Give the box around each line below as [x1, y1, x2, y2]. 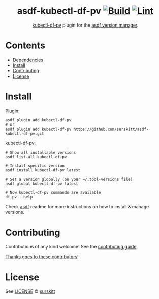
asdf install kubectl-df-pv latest [5, 167, 81, 173]
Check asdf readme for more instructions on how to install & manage [5, 203, 149, 209]
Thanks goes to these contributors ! [5, 253, 79, 260]
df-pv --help [5, 194, 33, 200]
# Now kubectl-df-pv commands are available [5, 190, 101, 195]
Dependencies [12, 57, 44, 63]
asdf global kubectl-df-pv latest [5, 181, 79, 186]
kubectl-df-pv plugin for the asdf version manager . [32, 22, 139, 28]
